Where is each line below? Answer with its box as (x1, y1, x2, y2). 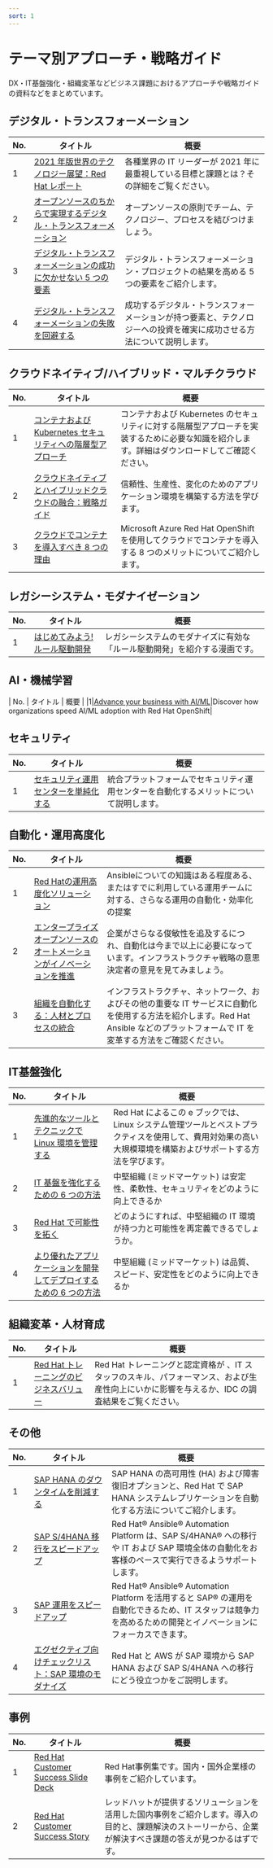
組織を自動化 (33, 998, 84, 1009)
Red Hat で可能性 (33, 1217, 100, 1228)
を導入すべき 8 (33, 542, 90, 553)
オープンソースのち (33, 196, 107, 208)
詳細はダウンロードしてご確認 (136, 445, 250, 457)
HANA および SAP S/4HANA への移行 (110, 1662, 254, 1673)
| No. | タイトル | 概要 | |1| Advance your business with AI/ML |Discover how (8, 697, 258, 707)
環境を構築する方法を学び (161, 491, 259, 502)
